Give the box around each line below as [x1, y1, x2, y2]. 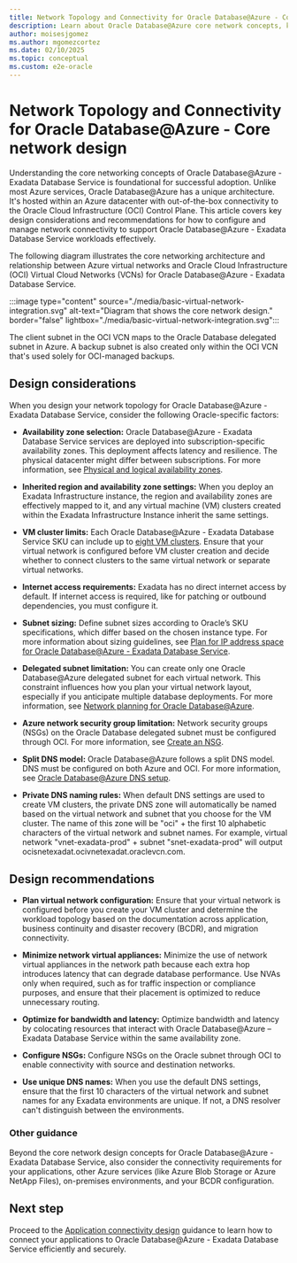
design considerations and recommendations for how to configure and [9, 214, 267, 225]
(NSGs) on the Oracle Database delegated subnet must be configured [21, 727, 277, 738]
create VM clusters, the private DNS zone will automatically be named [21, 799, 277, 810]
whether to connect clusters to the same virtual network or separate [21, 554, 271, 565]
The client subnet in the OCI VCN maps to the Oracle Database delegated [9, 331, 277, 342]
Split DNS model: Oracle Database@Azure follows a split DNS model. [21, 754, 276, 764]
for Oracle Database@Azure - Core [9, 120, 271, 140]
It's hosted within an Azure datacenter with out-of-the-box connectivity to [9, 196, 278, 206]
